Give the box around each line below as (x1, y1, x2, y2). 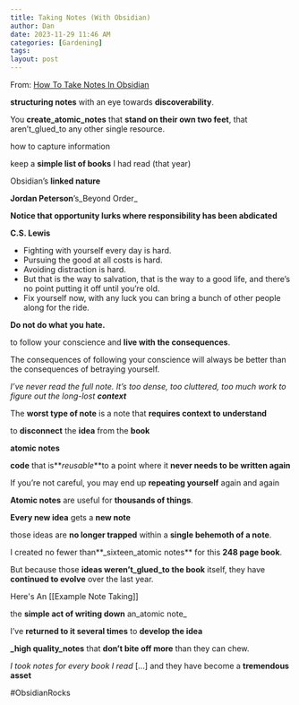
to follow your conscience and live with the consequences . (10, 337, 231, 348)
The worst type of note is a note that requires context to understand (10, 408, 268, 418)
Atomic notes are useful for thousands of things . (10, 494, 193, 505)
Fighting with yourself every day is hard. (22, 245, 172, 255)
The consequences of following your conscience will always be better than (10, 355, 287, 365)
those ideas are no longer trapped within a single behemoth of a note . (10, 529, 272, 540)
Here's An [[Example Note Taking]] (10, 591, 139, 601)
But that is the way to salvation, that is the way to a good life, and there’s (22, 274, 290, 284)
